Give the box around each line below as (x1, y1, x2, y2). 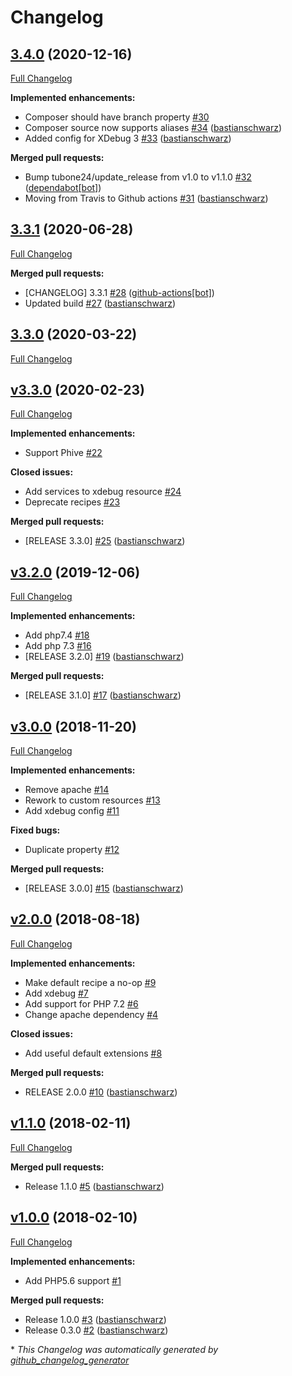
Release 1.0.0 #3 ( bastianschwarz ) (24, 1313, 167, 1325)
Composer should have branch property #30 (24, 111, 210, 123)
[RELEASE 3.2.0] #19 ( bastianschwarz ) (24, 651, 185, 663)
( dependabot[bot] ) (24, 182, 102, 193)
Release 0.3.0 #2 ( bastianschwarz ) (24, 1324, 169, 1336)
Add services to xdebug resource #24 (24, 486, 182, 498)
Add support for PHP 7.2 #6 (24, 997, 139, 1010)
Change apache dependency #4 (24, 1008, 159, 1020)
